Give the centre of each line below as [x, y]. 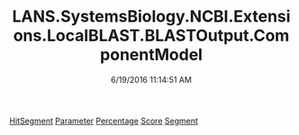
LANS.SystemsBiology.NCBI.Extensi [151, 17]
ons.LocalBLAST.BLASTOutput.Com [151, 36]
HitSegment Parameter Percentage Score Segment [104, 121]
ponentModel [151, 55]
